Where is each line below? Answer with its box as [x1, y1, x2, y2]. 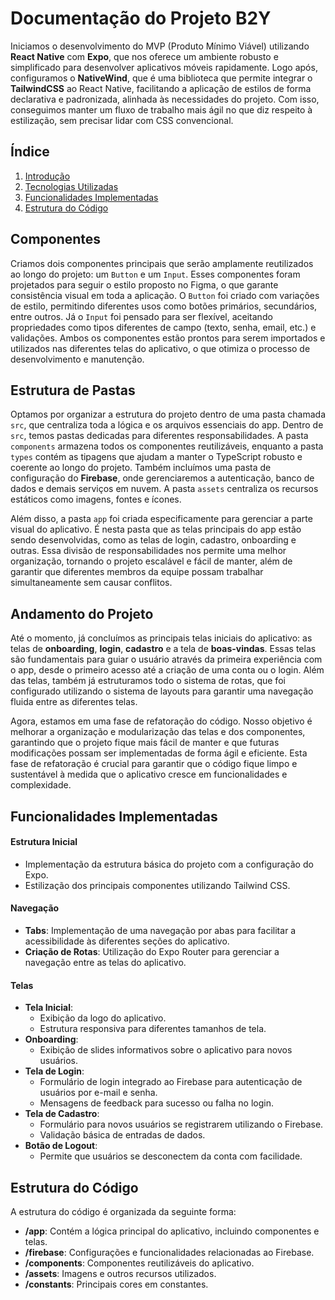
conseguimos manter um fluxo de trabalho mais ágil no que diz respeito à [10, 103, 313, 116]
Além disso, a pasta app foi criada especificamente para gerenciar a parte [10, 513, 313, 525]
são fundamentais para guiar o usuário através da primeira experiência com [10, 653, 323, 666]
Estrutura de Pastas [10, 382, 136, 399]
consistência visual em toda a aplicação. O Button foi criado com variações [10, 289, 320, 301]
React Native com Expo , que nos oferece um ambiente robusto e [10, 50, 279, 62]
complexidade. [10, 779, 72, 791]
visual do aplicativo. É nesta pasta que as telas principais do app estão [10, 523, 302, 536]
